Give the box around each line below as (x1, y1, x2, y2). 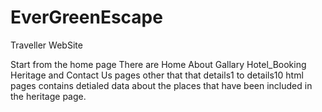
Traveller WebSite (10, 39, 83, 51)
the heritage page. (10, 90, 87, 102)
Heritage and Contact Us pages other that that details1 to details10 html (10, 69, 304, 81)
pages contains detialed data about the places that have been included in (10, 79, 313, 91)
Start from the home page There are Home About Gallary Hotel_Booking (10, 58, 307, 70)
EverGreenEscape (10, 6, 163, 29)
